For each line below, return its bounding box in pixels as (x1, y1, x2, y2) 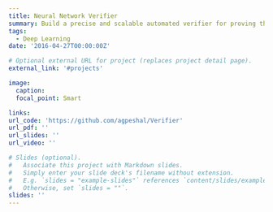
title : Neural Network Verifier (8, 11, 118, 20)
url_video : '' (8, 139, 57, 147)
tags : (8, 27, 27, 35)
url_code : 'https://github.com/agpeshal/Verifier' (8, 116, 184, 124)
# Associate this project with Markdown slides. (8, 161, 184, 169)
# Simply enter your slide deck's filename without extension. (8, 168, 234, 177)
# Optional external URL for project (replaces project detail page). (8, 57, 253, 65)
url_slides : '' (8, 132, 60, 140)
